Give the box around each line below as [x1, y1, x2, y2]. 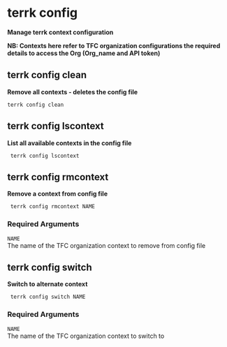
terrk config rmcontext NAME [10, 203, 96, 210]
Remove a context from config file [7, 190, 108, 198]
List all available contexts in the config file [7, 138, 132, 147]
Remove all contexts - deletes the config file [7, 87, 138, 96]
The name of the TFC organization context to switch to [7, 332, 165, 340]
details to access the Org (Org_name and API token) [7, 49, 161, 57]
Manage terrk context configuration [7, 28, 114, 36]
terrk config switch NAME [10, 293, 86, 301]
